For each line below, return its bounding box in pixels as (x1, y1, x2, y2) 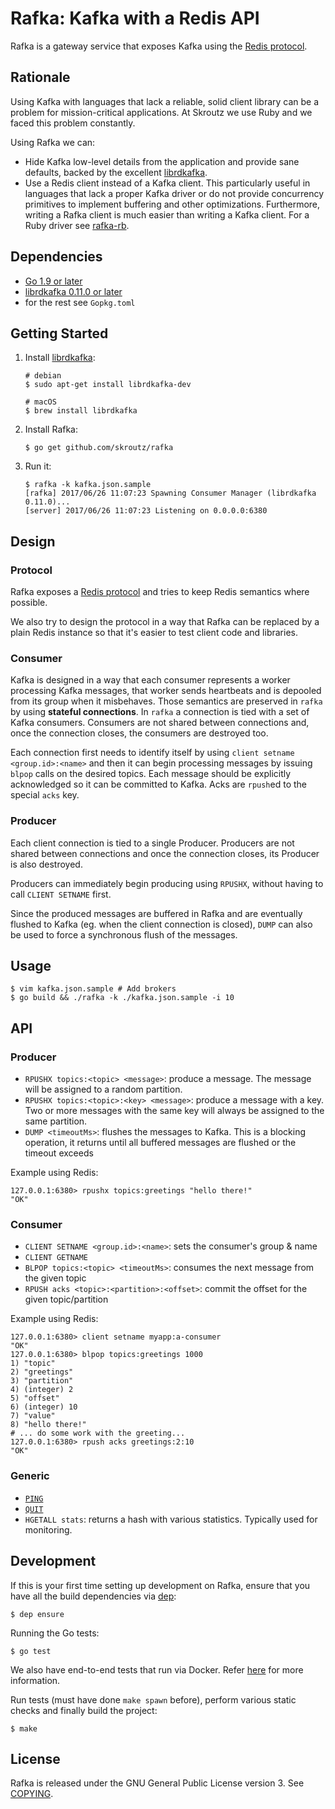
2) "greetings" (10, 1367, 74, 1377)
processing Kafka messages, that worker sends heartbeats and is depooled (10, 685, 322, 697)
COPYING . (10, 1788, 54, 1800)
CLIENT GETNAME (24, 1253, 89, 1263)
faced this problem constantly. (10, 117, 136, 129)
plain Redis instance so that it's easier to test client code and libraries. (10, 627, 298, 639)
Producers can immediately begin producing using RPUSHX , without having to (10, 877, 324, 889)
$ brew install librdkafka (24, 406, 138, 416)
